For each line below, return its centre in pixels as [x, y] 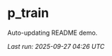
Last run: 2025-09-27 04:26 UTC [56, 46]
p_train [28, 13]
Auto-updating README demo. [52, 33]
